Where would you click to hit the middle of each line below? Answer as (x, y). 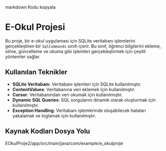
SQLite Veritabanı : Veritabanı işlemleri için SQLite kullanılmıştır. (77, 84)
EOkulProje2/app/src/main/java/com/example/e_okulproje (64, 143)
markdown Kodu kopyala (30, 7)
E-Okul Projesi (35, 27)
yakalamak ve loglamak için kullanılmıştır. (54, 115)
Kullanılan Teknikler (36, 72)
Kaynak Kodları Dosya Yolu (48, 131)
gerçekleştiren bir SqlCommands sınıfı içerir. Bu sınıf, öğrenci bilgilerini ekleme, (83, 46)
